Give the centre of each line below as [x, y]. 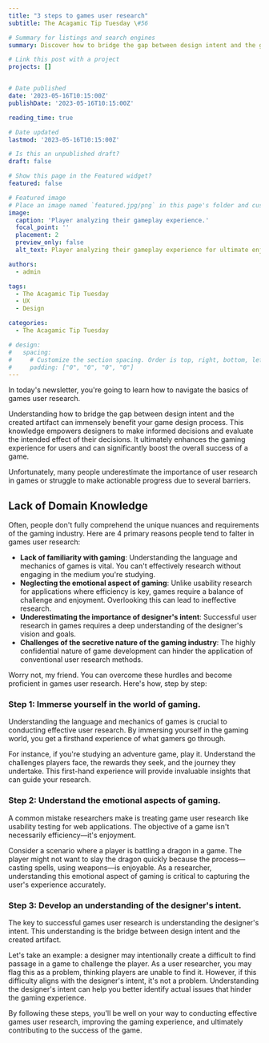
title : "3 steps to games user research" [78, 16]
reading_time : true [41, 118]
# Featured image [37, 198]
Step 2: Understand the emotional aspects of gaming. [114, 800]
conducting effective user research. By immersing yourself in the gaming [128, 730]
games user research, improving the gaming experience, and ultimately [126, 1021]
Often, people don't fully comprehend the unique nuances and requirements [134, 525]
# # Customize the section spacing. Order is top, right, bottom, [128, 360]
